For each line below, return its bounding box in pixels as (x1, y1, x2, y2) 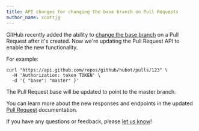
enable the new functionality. (6, 43, 78, 51)
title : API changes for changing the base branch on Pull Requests (6, 8, 179, 15)
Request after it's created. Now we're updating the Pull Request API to (6, 37, 180, 44)
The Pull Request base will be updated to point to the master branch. (6, 88, 176, 95)
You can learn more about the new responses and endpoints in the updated (6, 100, 194, 107)
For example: (6, 55, 39, 62)
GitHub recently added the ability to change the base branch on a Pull (6, 31, 179, 38)
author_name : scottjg (6, 14, 61, 20)
